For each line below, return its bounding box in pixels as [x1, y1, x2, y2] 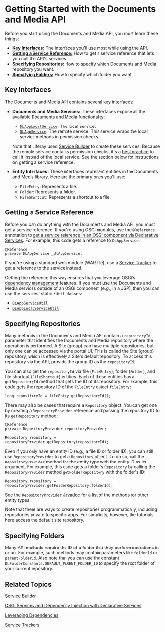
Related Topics [5, 580, 52, 589]
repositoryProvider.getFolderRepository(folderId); [5, 483, 113, 488]
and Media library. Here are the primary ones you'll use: [12, 174, 126, 180]
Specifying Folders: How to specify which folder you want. [12, 71, 133, 77]
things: [5, 36, 19, 42]
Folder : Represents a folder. [19, 189, 76, 195]
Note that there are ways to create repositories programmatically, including [5, 506, 158, 512]
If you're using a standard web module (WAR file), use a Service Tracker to [5, 259, 157, 265]
